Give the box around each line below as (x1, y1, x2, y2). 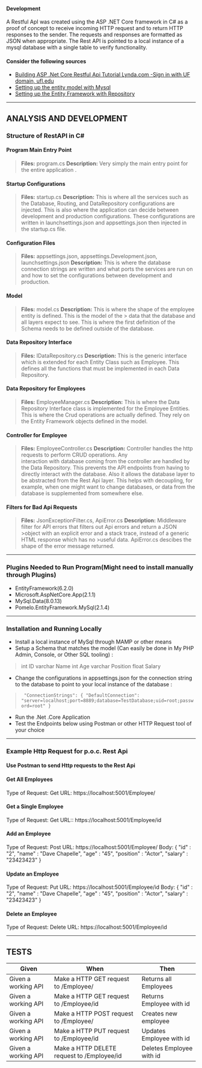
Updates (141, 1027, 166, 1035)
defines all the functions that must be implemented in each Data (20, 365, 180, 372)
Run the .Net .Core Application (14, 713, 90, 721)
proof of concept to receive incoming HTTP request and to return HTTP (6, 25, 183, 32)
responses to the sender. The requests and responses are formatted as (6, 31, 183, 39)
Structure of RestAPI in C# (6, 131, 85, 140)
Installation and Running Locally (6, 624, 102, 633)
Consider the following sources (6, 57, 87, 65)
